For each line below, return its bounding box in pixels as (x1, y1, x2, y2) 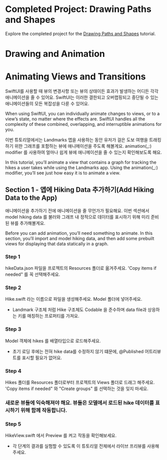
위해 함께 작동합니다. (20, 407, 67, 414)
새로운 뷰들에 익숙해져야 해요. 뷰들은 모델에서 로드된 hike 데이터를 (5, 399, 154, 406)
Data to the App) (5, 194, 57, 202)
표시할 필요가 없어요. (21, 355, 62, 361)
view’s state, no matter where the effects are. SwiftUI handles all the (5, 116, 145, 122)
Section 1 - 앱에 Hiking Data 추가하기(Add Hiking (5, 186, 154, 194)
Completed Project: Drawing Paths (5, 3, 151, 15)
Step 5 (5, 421, 21, 428)
